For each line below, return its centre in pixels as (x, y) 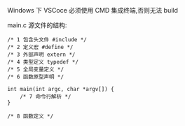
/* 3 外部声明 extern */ (41, 55)
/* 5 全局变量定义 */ (36, 69)
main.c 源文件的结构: (37, 25)
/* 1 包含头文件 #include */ (47, 40)
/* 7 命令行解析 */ (46, 97)
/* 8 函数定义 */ (30, 116)
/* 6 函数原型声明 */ (36, 77)
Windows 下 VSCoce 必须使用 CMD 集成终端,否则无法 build (93, 10)
